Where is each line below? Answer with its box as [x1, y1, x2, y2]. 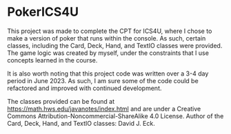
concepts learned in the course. [7, 56, 98, 64]
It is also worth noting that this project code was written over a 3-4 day [7, 69, 209, 78]
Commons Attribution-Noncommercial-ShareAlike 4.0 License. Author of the [7, 111, 224, 120]
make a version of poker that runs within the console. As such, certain [7, 34, 206, 42]
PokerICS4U [7, 4, 79, 20]
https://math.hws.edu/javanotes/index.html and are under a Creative [7, 104, 201, 113]
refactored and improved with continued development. [7, 84, 162, 92]
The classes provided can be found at [7, 97, 115, 105]
